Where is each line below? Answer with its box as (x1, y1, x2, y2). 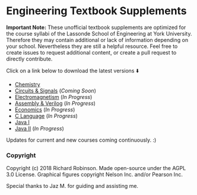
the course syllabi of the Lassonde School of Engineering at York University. (6, 30, 192, 37)
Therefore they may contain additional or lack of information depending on (6, 36, 189, 43)
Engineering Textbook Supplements (6, 4, 187, 18)
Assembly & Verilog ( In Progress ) (14, 100, 96, 107)
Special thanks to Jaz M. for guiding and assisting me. (6, 183, 138, 190)
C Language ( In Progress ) (14, 112, 78, 119)
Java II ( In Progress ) (14, 124, 64, 132)
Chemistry (14, 81, 40, 88)
